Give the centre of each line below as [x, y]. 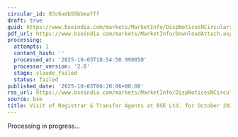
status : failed [36, 79]
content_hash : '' [39, 54]
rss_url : [20, 93]
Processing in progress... [44, 126]
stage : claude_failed [46, 73]
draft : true [25, 20]
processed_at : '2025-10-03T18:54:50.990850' [80, 60]
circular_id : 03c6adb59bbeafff [53, 14]
